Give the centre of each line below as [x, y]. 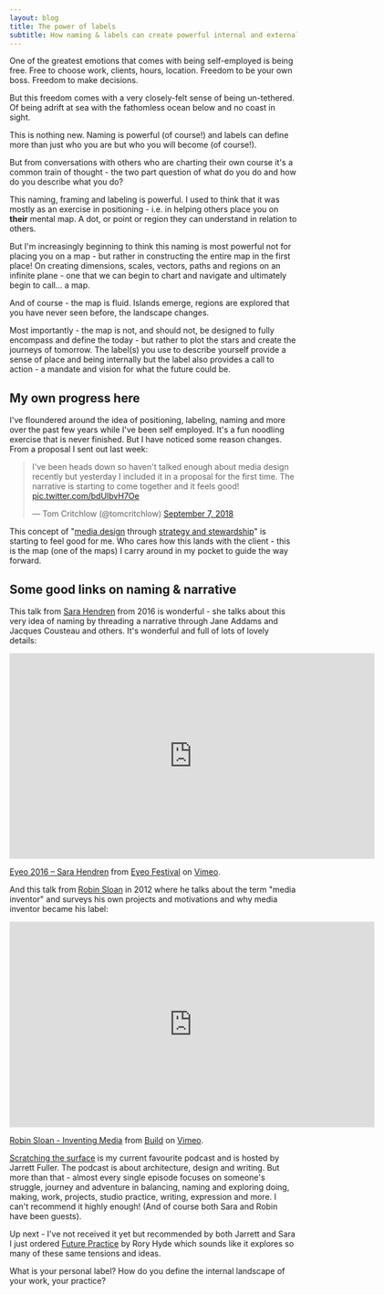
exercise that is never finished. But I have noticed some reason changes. [146, 440]
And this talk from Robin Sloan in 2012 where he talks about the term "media [153, 889]
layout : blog [34, 18]
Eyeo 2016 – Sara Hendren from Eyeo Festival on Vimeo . [115, 872]
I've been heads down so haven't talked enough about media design [160, 467]
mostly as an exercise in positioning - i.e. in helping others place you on [144, 209]
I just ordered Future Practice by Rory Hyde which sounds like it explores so [152, 1243]
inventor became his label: [59, 909]
